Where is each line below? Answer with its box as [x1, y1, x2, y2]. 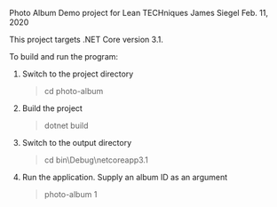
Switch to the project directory [21, 68, 134, 79]
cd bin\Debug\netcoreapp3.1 [44, 155, 148, 165]
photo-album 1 [44, 189, 98, 199]
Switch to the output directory [21, 138, 131, 147]
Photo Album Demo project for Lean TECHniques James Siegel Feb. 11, [9, 8, 269, 18]
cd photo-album [44, 86, 104, 96]
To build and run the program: [9, 52, 118, 61]
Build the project [21, 103, 83, 114]
